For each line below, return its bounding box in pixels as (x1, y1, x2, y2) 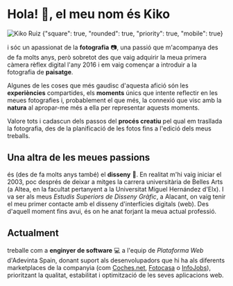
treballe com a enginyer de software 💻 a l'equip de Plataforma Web (7, 246, 204, 254)
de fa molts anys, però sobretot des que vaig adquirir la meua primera (7, 53, 207, 61)
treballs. (7, 131, 31, 140)
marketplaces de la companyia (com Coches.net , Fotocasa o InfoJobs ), (7, 263, 212, 271)
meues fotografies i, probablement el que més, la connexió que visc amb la (7, 96, 222, 104)
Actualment (7, 227, 59, 239)
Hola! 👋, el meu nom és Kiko (7, 6, 171, 22)
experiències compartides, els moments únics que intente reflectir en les (7, 88, 218, 96)
